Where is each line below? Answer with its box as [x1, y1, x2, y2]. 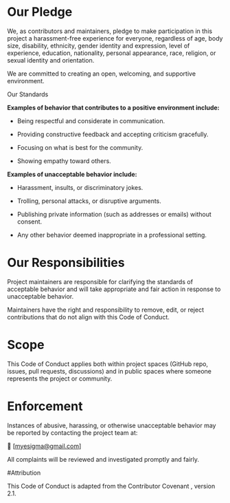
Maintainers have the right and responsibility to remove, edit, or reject [7, 306, 205, 314]
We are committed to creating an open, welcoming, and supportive [7, 69, 196, 78]
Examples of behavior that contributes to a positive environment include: [7, 103, 220, 111]
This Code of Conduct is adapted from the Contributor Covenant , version [7, 482, 216, 490]
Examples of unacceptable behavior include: [7, 170, 137, 178]
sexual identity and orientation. [7, 56, 95, 64]
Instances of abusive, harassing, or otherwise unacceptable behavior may [7, 421, 216, 429]
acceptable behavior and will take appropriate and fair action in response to [7, 285, 221, 293]
